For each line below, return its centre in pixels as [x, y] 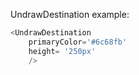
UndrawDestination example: [70, 14]
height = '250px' [62, 51]
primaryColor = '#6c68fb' [78, 42]
